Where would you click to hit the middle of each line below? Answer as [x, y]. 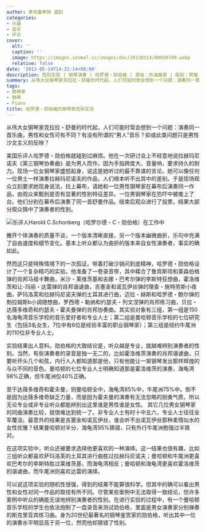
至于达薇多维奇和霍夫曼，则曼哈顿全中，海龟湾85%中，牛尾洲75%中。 [96, 389]
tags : [13, 86]
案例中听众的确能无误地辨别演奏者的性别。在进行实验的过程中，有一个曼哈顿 [103, 500]
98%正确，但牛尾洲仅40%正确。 [48, 376]
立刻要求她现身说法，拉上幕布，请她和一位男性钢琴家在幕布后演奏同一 [100, 186]
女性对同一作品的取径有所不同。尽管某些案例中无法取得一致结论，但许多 [108, 492]
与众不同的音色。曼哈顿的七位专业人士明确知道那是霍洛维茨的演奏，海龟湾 [100, 368]
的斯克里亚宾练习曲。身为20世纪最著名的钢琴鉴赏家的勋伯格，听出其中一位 [101, 515]
